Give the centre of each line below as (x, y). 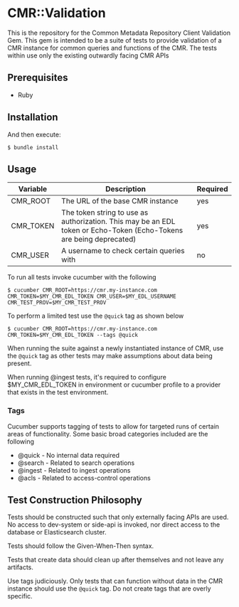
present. (20, 363)
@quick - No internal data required (68, 455)
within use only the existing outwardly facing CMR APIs (88, 55)
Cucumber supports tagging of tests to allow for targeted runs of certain (113, 426)
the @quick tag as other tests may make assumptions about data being (110, 356)
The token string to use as (105, 213)
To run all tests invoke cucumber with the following (82, 277)
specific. (20, 596)
